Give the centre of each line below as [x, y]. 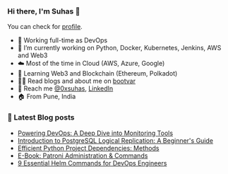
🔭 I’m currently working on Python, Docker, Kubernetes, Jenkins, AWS [119, 48]
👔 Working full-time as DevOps [62, 40]
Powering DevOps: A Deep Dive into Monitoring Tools [95, 133]
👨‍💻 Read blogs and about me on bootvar [77, 81]
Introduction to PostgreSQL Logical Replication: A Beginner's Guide [115, 140]
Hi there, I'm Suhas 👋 [44, 11]
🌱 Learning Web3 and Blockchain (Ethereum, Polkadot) [97, 74]
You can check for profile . [45, 27]
